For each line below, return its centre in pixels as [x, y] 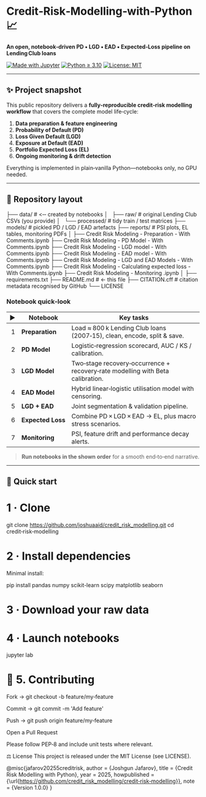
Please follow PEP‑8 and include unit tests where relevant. [80, 744]
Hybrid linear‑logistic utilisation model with [133, 388]
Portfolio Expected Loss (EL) [52, 149]
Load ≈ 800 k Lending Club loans [119, 328]
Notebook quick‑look [39, 302]
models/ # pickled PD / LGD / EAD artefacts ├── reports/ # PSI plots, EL [97, 227]
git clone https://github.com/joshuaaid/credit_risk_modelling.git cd [90, 525]
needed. [17, 174]
